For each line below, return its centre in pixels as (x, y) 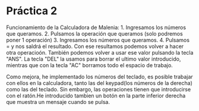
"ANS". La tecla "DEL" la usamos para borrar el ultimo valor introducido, (94, 59)
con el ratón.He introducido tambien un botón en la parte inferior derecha (96, 96)
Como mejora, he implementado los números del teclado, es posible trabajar (99, 77)
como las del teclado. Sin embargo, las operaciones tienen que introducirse (99, 89)
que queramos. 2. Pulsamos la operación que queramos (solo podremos (94, 33)
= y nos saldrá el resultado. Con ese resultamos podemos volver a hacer (95, 46)
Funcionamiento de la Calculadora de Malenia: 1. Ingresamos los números (96, 27)
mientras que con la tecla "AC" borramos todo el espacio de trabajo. (90, 65)
